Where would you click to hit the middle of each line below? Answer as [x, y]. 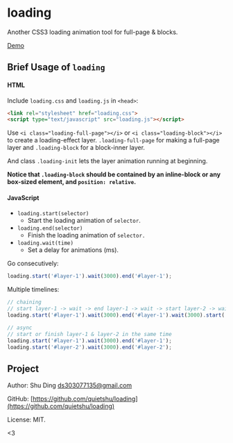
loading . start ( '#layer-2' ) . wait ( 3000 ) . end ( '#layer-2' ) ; [89, 347]
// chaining [24, 302]
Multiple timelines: [33, 290]
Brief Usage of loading [56, 67]
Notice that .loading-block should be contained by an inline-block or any [114, 174]
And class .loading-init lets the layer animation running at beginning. [107, 161]
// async [20, 328]
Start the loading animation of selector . [84, 221]
